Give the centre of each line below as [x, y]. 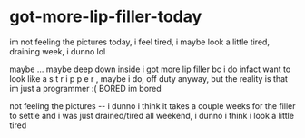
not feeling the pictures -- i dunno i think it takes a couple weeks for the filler [152, 105]
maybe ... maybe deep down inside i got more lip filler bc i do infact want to [150, 69]
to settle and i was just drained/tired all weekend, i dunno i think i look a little [152, 115]
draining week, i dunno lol [58, 51]
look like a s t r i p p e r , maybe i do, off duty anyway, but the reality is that [149, 78]
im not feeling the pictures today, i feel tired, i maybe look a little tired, [140, 42]
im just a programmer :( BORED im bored [85, 88]
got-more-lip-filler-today [106, 17]
